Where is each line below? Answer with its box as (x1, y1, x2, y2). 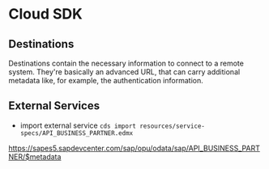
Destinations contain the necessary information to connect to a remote (8, 58, 245, 68)
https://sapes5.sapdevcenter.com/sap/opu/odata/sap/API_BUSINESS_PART (8, 143, 261, 153)
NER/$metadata (8, 151, 62, 162)
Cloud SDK (8, 5, 83, 23)
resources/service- (139, 122, 205, 130)
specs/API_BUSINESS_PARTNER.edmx (19, 129, 134, 137)
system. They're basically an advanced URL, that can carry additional (8, 67, 241, 77)
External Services (8, 99, 100, 113)
